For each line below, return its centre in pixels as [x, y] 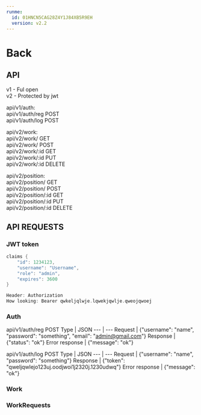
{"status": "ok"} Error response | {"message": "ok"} [70, 343]
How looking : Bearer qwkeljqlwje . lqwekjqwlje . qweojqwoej [79, 301]
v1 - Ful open [22, 90]
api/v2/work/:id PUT [31, 158]
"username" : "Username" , [48, 268]
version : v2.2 [29, 23]
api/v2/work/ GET [28, 139]
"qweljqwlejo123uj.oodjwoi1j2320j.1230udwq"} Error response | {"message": [101, 367]
